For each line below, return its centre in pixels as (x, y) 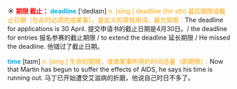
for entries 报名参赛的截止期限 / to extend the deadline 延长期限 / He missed (119, 37)
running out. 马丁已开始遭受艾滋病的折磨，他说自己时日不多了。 (101, 78)
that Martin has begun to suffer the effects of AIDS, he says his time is (110, 69)
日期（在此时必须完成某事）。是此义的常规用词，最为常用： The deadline (118, 20)
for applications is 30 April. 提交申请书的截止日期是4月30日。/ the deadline (117, 29)
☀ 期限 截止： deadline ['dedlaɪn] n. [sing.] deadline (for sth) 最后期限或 (114, 11)
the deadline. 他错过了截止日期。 (56, 46)
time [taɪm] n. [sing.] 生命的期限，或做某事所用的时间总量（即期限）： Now (115, 61)
